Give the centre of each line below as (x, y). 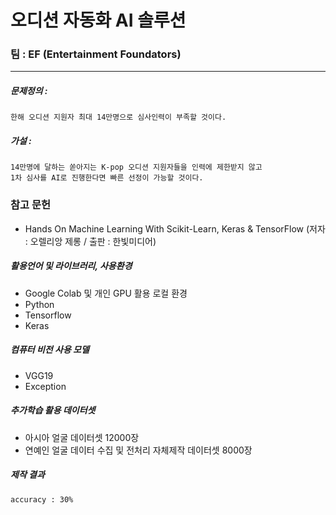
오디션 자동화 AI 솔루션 (98, 20)
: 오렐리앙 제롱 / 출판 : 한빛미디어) (90, 241)
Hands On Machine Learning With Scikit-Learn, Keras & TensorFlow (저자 (175, 228)
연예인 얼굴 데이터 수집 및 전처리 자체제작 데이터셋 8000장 (138, 450)
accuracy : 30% (42, 499)
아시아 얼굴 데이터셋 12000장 (82, 437)
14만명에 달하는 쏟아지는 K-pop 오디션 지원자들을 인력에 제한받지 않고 (136, 167)
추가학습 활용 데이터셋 (53, 410)
